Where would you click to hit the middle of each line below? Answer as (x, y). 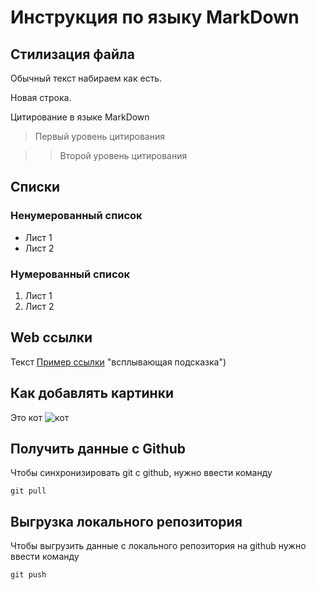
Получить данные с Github (98, 449)
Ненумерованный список (76, 216)
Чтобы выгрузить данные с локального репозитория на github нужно (158, 546)
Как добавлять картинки (92, 393)
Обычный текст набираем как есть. (86, 78)
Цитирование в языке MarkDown (80, 117)
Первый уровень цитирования (99, 136)
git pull (28, 491)
